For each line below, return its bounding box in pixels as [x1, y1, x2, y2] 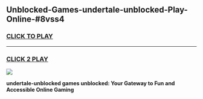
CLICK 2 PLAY [6, 55, 48, 63]
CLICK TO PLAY [6, 32, 53, 41]
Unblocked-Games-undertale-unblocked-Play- [6, 5, 188, 15]
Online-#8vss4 [6, 14, 65, 25]
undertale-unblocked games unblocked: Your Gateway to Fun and [6, 79, 175, 86]
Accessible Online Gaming [6, 86, 74, 93]
